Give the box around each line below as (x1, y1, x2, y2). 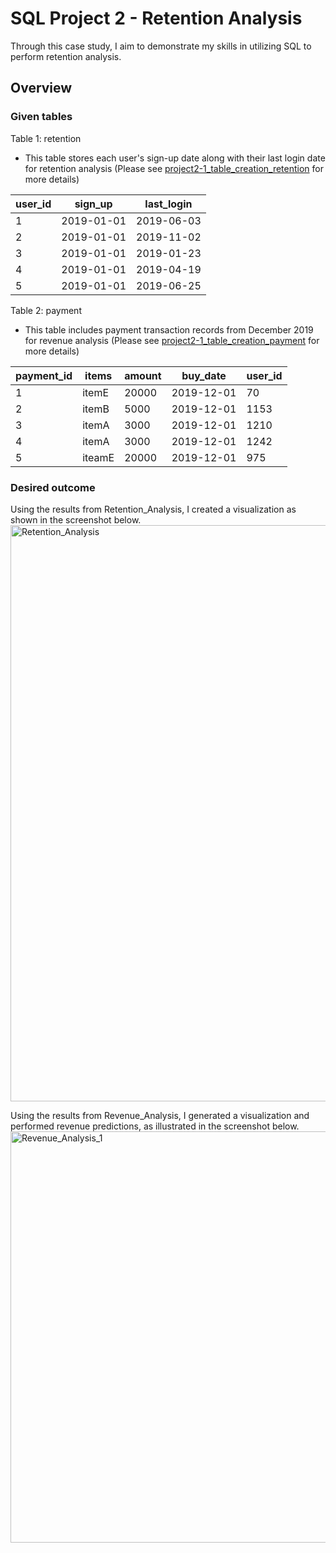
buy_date (181, 368, 227, 382)
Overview (10, 80, 73, 97)
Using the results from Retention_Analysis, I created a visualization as (10, 503, 297, 515)
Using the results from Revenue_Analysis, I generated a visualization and (10, 1109, 310, 1121)
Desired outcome (10, 480, 96, 494)
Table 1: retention (10, 132, 82, 144)
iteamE (82, 450, 115, 464)
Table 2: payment (10, 304, 82, 316)
